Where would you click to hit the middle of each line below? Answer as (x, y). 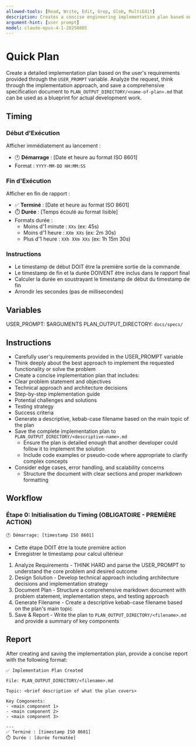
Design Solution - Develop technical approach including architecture (97, 577)
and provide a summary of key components (67, 621)
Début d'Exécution (33, 133)
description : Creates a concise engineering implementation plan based (95, 17)
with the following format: (37, 659)
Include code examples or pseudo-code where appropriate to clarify (105, 455)
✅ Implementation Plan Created (45, 671)
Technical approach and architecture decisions (71, 388)
